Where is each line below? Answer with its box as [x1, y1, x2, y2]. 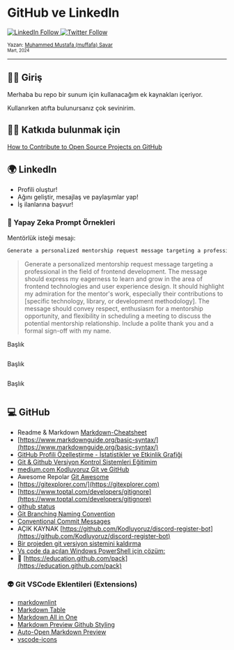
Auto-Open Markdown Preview [17, 628, 107, 636]
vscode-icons [17, 635, 58, 643]
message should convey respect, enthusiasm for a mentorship [24, 304, 203, 312]
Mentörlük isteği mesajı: [7, 234, 76, 242]
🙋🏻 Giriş [7, 72, 43, 84]
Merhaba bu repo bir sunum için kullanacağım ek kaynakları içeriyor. [7, 90, 203, 98]
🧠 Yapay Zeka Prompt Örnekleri [7, 218, 116, 227]
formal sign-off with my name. [24, 326, 111, 335]
